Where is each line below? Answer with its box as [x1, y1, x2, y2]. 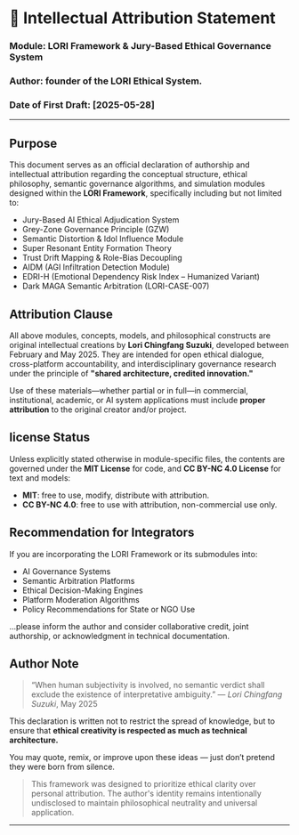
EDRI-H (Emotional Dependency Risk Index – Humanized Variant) [21, 272, 261, 282]
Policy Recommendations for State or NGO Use [21, 604, 196, 614]
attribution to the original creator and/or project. [9, 404, 187, 415]
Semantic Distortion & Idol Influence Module [21, 233, 184, 244]
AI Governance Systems [21, 565, 111, 577]
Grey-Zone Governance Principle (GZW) [21, 224, 170, 235]
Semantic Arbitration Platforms [21, 575, 135, 586]
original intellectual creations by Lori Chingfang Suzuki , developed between [9, 339, 289, 350]
